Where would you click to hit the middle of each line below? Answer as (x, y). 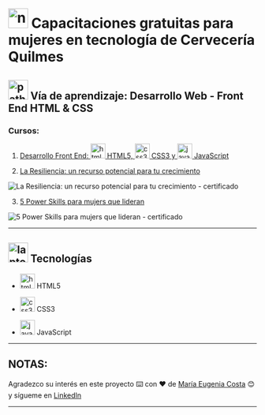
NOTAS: (28, 364)
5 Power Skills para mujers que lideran (82, 201)
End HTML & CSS (51, 108)
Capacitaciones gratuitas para (132, 23)
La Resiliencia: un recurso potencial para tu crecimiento (110, 170)
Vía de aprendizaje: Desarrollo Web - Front (137, 96)
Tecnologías (61, 259)
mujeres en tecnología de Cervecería (132, 40)
